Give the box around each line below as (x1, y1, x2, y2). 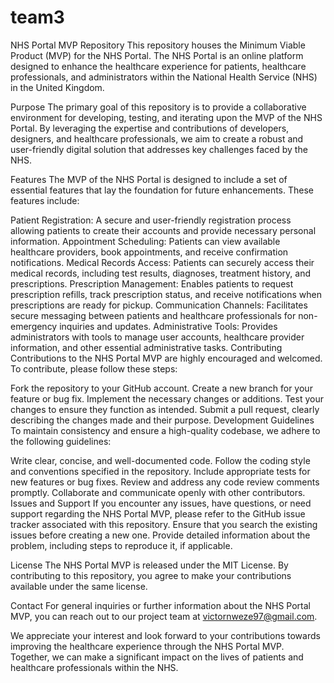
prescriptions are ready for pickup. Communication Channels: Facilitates (10, 299, 308, 311)
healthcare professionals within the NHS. (10, 661, 179, 673)
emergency (10, 320, 58, 332)
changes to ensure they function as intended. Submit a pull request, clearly (10, 403, 320, 415)
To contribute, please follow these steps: (10, 362, 178, 375)
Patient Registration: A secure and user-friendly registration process (10, 214, 292, 226)
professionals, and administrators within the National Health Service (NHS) (10, 71, 318, 83)
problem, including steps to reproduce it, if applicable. (10, 539, 233, 551)
